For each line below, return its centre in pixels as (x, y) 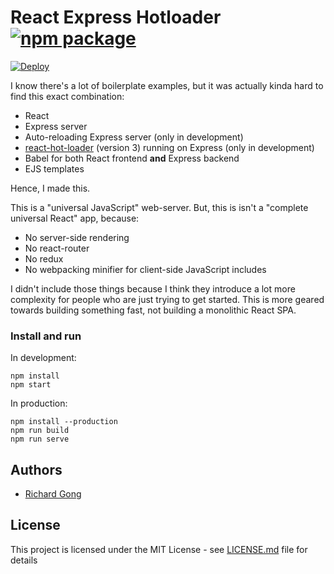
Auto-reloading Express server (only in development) (134, 137)
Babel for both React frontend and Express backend (132, 158)
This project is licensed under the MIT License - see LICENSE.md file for (159, 549)
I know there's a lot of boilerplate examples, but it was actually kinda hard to (167, 85)
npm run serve (40, 439)
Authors (36, 469)
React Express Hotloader (116, 17)
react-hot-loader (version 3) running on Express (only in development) (169, 147)
